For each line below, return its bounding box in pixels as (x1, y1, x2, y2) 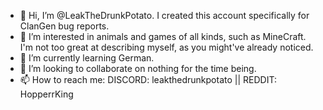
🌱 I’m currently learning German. (19, 52, 155, 64)
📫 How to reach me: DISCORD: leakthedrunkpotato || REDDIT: (19, 74, 277, 85)
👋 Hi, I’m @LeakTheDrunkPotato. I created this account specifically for (19, 10, 310, 21)
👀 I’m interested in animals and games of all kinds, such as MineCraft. (19, 31, 307, 42)
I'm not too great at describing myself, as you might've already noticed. (19, 41, 314, 53)
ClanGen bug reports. (19, 20, 110, 32)
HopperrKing (19, 88, 74, 100)
